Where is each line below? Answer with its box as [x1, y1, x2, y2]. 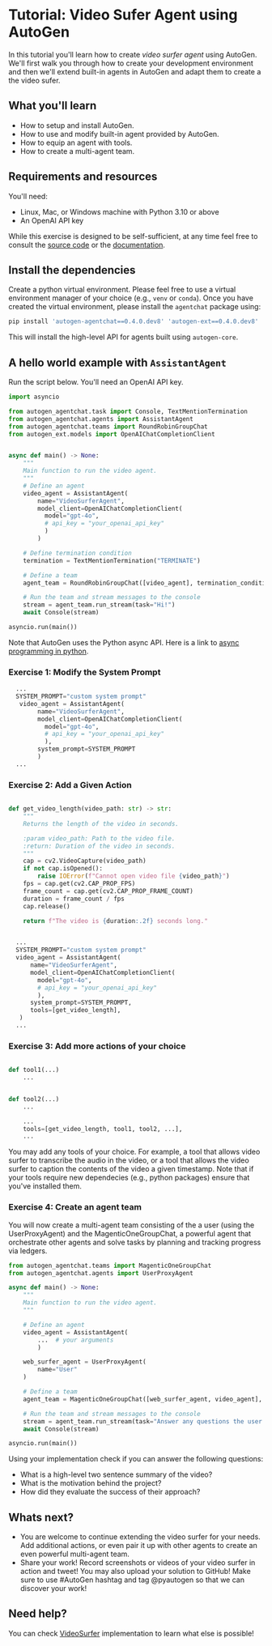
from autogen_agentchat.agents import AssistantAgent [8, 415, 194, 423]
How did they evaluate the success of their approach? [19, 1487, 201, 1497]
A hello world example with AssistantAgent [8, 355, 227, 369]
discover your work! [19, 1584, 87, 1593]
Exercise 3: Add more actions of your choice [8, 1040, 186, 1052]
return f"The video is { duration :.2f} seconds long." [23, 917, 208, 925]
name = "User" [37, 1366, 79, 1374]
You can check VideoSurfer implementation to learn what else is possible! [8, 1628, 255, 1638]
